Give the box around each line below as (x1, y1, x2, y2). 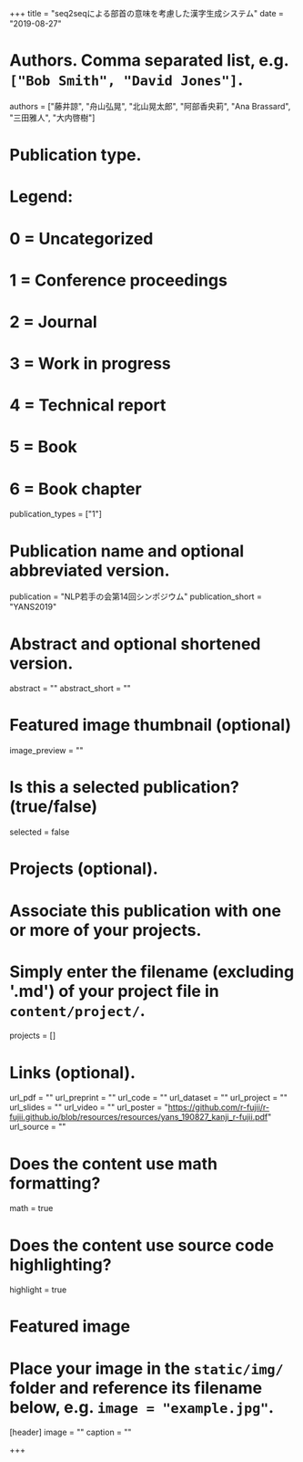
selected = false (9, 826, 70, 837)
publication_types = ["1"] (9, 509, 103, 520)
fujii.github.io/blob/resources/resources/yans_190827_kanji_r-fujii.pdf (9, 1112, 268, 1123)
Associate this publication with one (9, 900, 282, 921)
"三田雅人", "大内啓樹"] (9, 112, 96, 123)
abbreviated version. (9, 560, 170, 581)
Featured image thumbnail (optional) (9, 715, 292, 736)
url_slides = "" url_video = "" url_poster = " (9, 1102, 168, 1113)
